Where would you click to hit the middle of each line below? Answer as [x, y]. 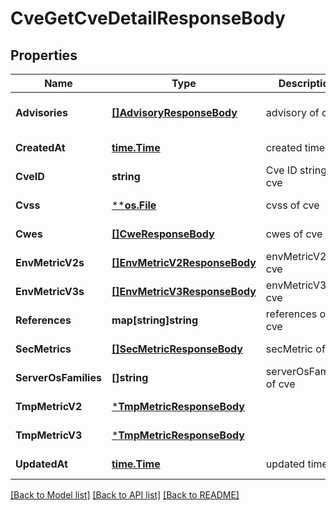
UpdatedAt [41, 464]
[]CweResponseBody [163, 234]
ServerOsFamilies [58, 377]
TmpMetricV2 [49, 406]
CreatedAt [40, 147]
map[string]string [155, 320]
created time [295, 147]
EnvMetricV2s [50, 262]
